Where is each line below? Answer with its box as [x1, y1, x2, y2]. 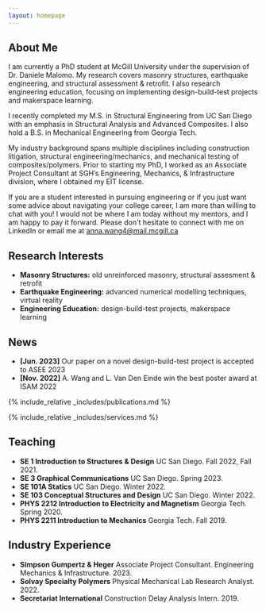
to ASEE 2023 [19, 365, 66, 375]
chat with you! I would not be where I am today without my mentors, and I [8, 209, 249, 219]
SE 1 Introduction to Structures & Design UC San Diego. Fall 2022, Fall [19, 456, 252, 466]
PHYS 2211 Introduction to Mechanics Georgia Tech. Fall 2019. [19, 515, 228, 525]
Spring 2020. [19, 507, 64, 517]
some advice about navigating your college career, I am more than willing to [8, 201, 256, 210]
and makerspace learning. [8, 96, 94, 106]
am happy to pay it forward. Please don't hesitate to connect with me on [8, 217, 245, 227]
